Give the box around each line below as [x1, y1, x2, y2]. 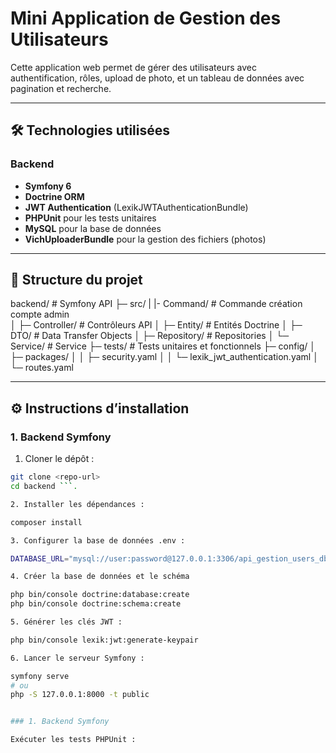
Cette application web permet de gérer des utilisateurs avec [10, 61, 257, 73]
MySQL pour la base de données [24, 222, 162, 234]
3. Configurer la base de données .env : [10, 535, 186, 546]
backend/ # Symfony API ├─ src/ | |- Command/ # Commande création [10, 298, 303, 310]
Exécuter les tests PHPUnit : [10, 735, 137, 745]
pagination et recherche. [10, 82, 112, 94]
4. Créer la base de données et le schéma [10, 572, 190, 582]
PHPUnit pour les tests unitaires [24, 212, 157, 224]
